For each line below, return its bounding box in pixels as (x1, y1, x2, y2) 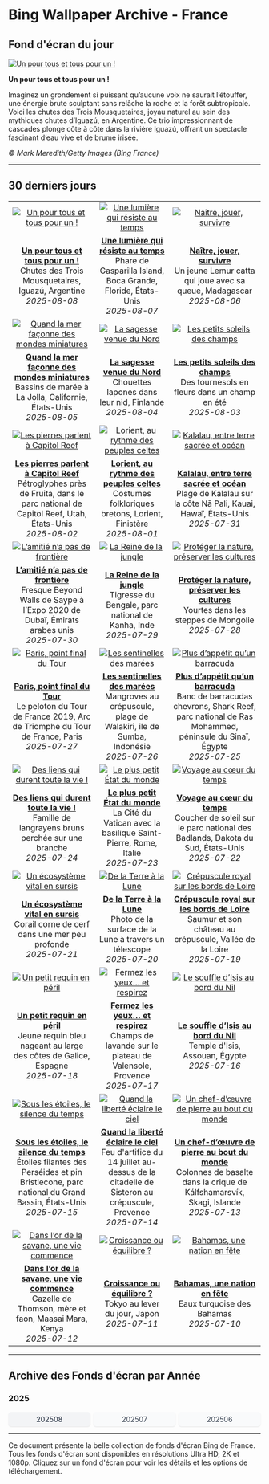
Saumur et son (187, 913, 243, 924)
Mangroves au (105, 691, 159, 702)
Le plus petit (107, 787, 157, 798)
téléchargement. (8, 1466, 62, 1475)
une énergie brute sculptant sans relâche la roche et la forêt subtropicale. (8, 99, 251, 108)
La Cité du (113, 807, 151, 818)
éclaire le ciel (106, 1136, 159, 1148)
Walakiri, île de (104, 720, 160, 732)
